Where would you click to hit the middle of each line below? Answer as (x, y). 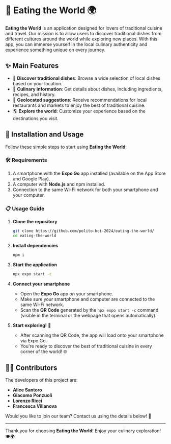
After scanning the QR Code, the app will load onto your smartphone (92, 335)
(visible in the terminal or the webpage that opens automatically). (88, 315)
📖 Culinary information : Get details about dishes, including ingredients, (88, 89)
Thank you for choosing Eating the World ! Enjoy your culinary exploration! (83, 431)
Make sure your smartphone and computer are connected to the (88, 299)
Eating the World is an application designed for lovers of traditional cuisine (84, 28)
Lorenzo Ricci (27, 401)
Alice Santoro (27, 390)
